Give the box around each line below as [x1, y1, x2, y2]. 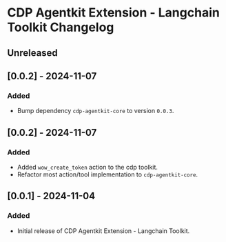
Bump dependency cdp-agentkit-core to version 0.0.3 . [17, 107, 174, 115]
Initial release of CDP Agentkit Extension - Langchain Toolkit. [17, 226, 190, 235]
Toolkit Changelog [7, 19, 114, 35]
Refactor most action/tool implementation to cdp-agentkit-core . [17, 170, 198, 179]
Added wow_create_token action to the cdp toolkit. [17, 163, 158, 171]
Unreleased [7, 47, 59, 59]
